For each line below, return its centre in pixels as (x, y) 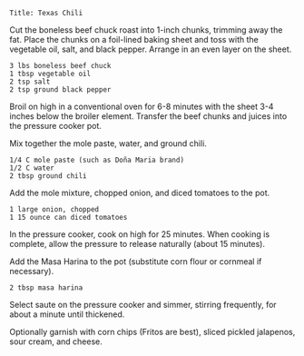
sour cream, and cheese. (56, 341)
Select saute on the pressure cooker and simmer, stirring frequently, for (143, 305)
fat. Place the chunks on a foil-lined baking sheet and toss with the (134, 40)
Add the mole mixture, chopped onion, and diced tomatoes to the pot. (140, 193)
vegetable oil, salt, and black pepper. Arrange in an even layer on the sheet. (151, 49)
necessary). (32, 271)
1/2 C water (32, 168)
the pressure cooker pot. (56, 126)
